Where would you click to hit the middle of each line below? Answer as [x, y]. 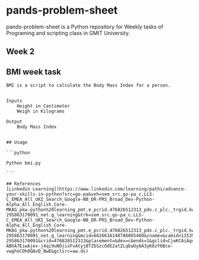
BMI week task [33, 72]
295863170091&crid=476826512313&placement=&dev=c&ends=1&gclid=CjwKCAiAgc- [102, 241]
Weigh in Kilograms [41, 111]
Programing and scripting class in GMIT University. [68, 33]
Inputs [14, 101]
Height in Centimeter [43, 106]
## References [24, 184]
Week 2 [20, 52]
